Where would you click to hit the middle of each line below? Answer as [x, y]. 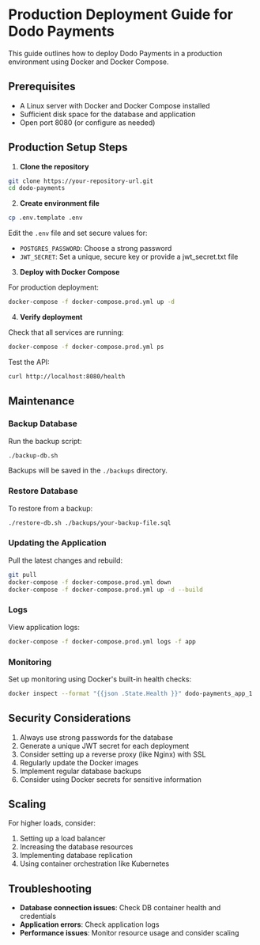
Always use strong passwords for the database [96, 737]
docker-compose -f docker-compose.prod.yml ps [86, 347]
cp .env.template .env [45, 218]
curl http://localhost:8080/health [67, 376]
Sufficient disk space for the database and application [107, 114]
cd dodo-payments [37, 188]
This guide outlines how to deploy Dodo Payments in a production [115, 53]
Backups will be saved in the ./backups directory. [88, 471]
